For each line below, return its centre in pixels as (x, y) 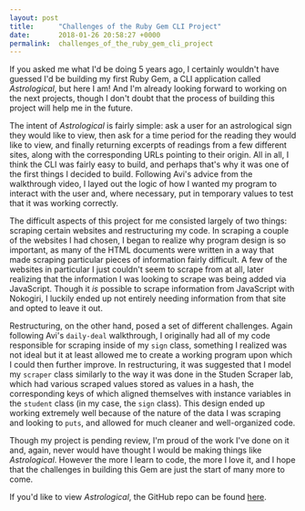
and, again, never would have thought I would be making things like (136, 450)
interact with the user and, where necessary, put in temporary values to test (152, 193)
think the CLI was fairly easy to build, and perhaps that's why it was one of (149, 164)
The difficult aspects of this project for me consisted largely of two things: (148, 221)
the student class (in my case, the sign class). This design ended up (137, 403)
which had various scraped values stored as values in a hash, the (132, 384)
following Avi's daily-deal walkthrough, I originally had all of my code (140, 336)
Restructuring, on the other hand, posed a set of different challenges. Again (151, 326)
